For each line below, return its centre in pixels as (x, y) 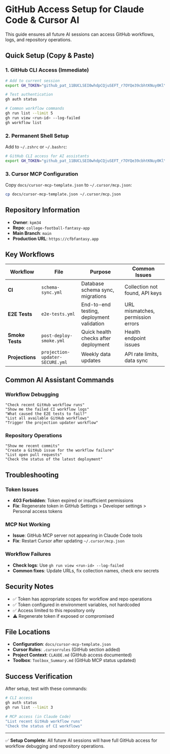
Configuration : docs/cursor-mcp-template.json (62, 644)
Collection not (141, 287)
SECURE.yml (54, 363)
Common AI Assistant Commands (60, 380)
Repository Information (42, 210)
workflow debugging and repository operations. (55, 746)
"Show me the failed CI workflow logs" (47, 410)
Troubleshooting (32, 475)
